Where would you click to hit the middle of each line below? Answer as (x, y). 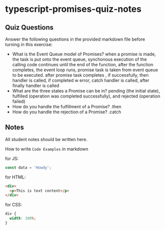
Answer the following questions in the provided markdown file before (75, 39)
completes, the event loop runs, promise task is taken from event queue (85, 70)
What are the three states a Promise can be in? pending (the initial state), (86, 91)
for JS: (12, 158)
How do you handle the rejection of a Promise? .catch (67, 112)
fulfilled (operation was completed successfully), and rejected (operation (86, 96)
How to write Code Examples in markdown (47, 149)
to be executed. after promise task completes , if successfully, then (80, 75)
